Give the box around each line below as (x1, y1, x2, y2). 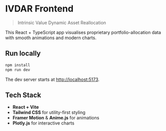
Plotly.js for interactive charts (12, 120, 74, 126)
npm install (5, 62, 30, 68)
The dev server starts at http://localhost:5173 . (5, 76, 100, 82)
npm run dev (5, 67, 30, 72)
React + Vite (12, 104, 39, 110)
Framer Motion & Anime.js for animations (12, 115, 100, 121)
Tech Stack (5, 91, 41, 99)
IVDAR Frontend (5, 3, 74, 15)
